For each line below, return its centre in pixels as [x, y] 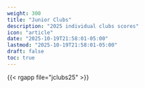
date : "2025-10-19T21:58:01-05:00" [58, 39]
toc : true [21, 58]
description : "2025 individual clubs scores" [73, 26]
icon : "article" [30, 32]
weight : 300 [24, 13]
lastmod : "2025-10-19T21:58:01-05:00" [62, 45]
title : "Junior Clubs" [39, 20]
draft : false [26, 52]
